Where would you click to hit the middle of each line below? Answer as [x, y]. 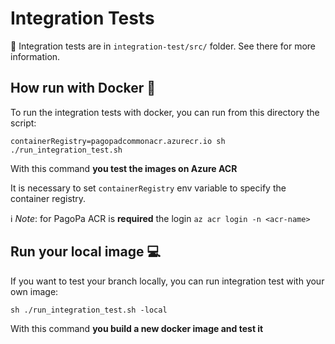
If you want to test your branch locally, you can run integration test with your [167, 281]
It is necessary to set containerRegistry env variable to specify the [148, 188]
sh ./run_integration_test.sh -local [89, 310]
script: [23, 123]
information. [35, 56]
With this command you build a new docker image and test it [137, 328]
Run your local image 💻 [85, 252]
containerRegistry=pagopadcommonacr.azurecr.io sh [118, 141]
